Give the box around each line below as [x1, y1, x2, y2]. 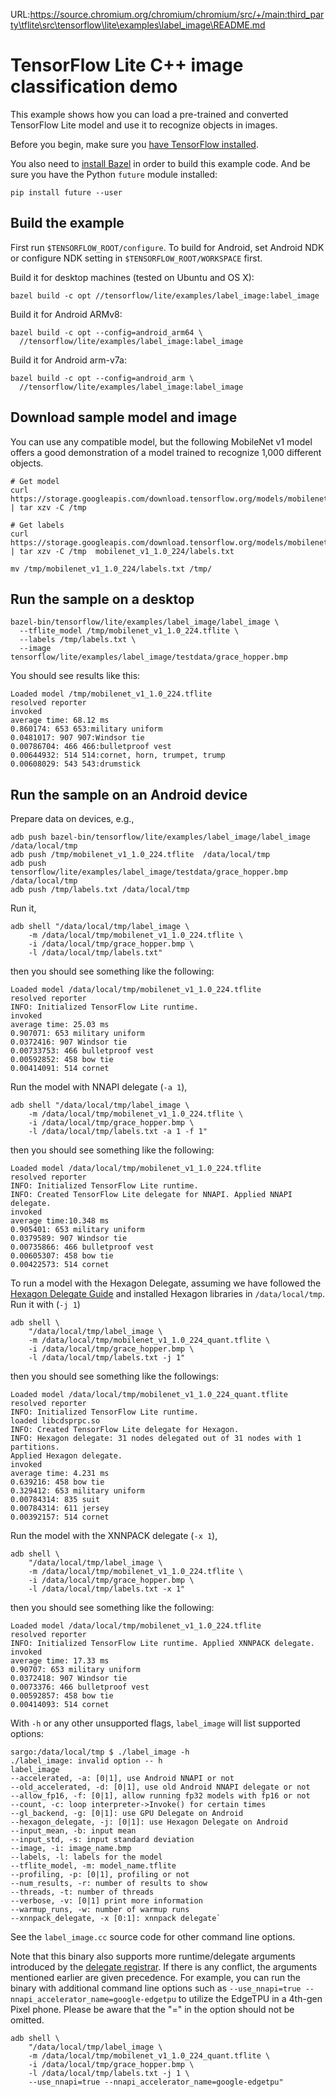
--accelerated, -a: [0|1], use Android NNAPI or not [10, 1774, 235, 1784]
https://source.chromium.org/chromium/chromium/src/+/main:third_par [29, 9, 325, 20]
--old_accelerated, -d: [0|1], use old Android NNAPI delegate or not [10, 1782, 311, 1793]
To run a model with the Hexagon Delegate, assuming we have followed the [10, 1277, 322, 1289]
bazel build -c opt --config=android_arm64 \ [10, 327, 203, 338]
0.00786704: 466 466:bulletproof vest [10, 742, 172, 752]
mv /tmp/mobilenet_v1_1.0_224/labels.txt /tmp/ [10, 564, 213, 574]
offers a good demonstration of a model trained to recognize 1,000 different [10, 446, 322, 458]
